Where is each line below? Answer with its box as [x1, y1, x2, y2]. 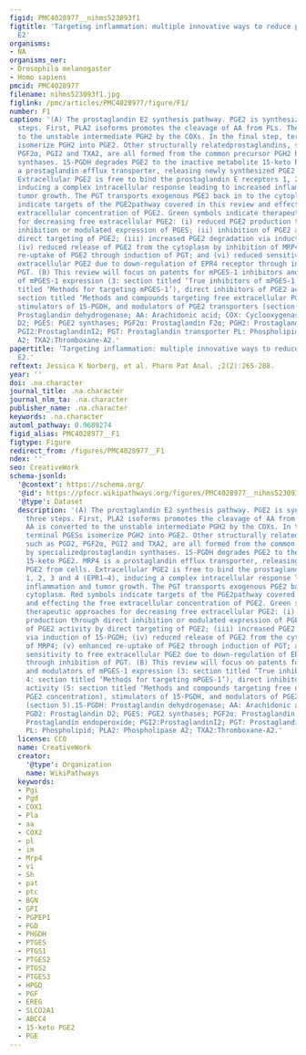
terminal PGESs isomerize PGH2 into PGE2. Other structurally [25, 531, 267, 540]
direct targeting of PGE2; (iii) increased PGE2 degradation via [17, 234, 271, 243]
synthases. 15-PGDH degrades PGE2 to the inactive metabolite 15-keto [17, 157, 291, 167]
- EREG [17, 998, 43, 1007]
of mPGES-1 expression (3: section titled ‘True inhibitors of [17, 277, 262, 286]
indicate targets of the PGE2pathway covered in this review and [17, 200, 271, 210]
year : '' [9, 370, 43, 379]
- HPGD [17, 980, 43, 990]
